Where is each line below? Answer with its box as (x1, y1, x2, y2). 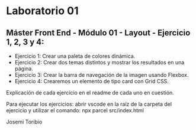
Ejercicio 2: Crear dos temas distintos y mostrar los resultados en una (14, 59, 185, 66)
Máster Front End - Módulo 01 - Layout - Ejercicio (6, 28, 191, 38)
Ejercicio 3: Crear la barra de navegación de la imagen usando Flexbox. (14, 71, 189, 78)
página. (14, 65, 34, 72)
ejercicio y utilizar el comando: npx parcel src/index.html (6, 107, 144, 113)
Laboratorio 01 (6, 4, 79, 18)
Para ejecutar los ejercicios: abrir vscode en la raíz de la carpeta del (6, 100, 172, 108)
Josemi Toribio (6, 118, 43, 125)
